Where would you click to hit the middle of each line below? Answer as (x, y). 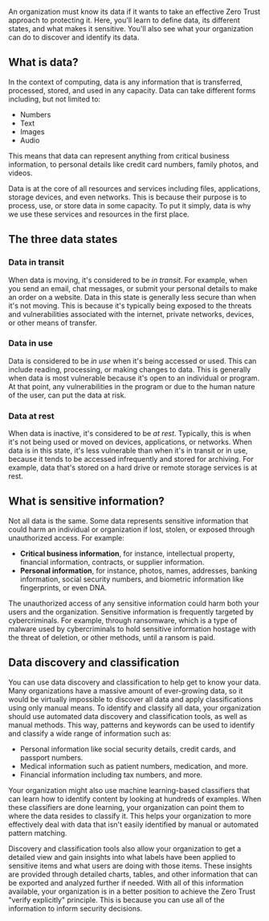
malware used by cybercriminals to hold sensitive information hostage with (132, 629)
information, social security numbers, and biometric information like (132, 579)
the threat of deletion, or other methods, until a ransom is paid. (112, 637)
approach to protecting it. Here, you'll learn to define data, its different (124, 20)
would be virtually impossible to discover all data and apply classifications (131, 699)
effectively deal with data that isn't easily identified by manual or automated (133, 824)
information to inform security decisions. (75, 908)
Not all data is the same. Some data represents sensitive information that (128, 520)
